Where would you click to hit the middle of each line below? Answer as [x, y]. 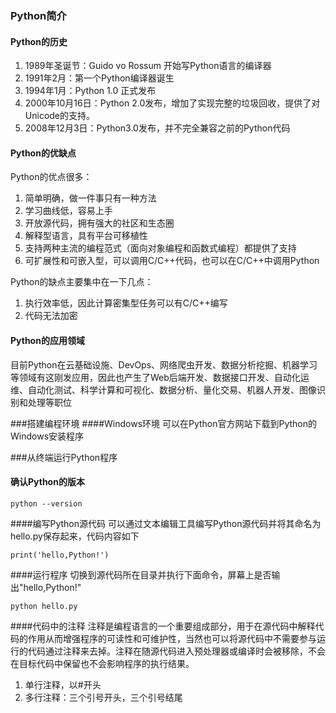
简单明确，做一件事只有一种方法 [90, 198]
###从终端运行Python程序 [64, 457]
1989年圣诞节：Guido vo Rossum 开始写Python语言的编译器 [148, 66]
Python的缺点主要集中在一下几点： [82, 282]
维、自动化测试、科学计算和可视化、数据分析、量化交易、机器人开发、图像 [163, 389]
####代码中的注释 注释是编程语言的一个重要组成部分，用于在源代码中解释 [163, 626]
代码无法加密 [51, 316]
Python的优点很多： [51, 177]
